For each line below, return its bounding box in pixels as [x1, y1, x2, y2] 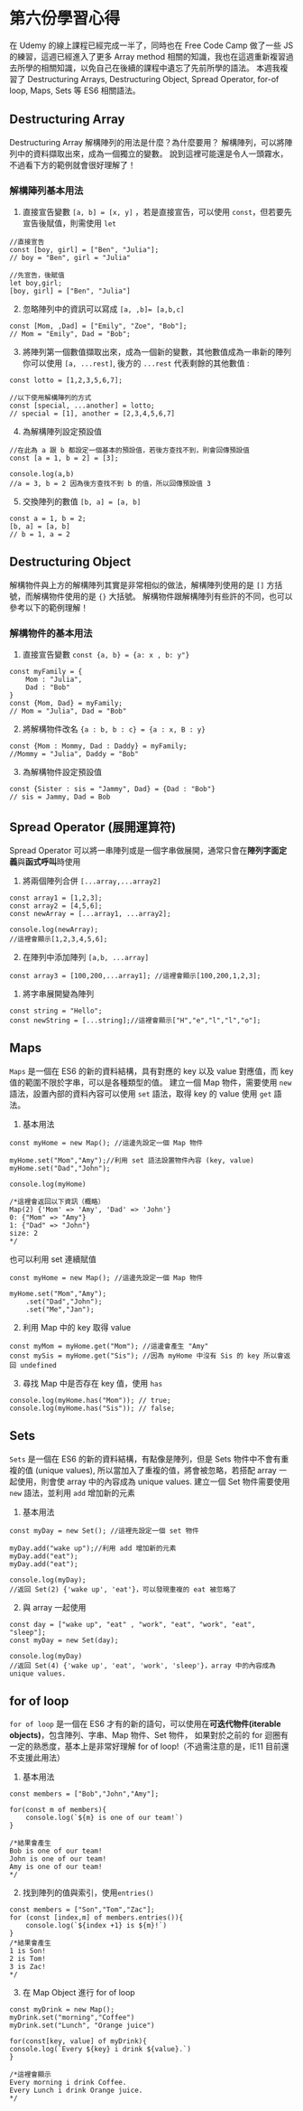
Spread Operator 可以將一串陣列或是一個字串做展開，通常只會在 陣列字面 [9, 845, 280, 855]
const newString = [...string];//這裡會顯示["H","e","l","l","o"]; [9, 1015, 262, 1025]
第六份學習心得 [9, 8, 121, 29]
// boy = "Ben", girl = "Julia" [9, 254, 131, 263]
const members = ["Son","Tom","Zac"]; [9, 1905, 155, 1915]
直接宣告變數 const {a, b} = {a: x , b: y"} [22, 649, 190, 660]
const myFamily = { [9, 668, 83, 677]
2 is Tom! [9, 1955, 47, 1964]
